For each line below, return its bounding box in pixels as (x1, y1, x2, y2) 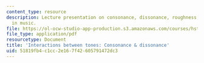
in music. (12, 20, 36, 26)
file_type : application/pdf (6, 31, 78, 37)
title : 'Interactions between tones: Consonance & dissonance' (6, 43, 170, 49)
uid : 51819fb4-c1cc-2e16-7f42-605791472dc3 (6, 48, 118, 54)
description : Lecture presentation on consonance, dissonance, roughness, (6, 14, 200, 20)
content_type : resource (6, 8, 67, 15)
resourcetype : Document (6, 37, 67, 43)
